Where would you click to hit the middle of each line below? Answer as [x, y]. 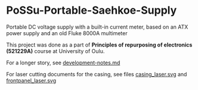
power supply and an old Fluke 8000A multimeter [67, 33]
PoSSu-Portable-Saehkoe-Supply [92, 10]
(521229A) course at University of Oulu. [55, 51]
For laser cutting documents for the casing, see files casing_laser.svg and [97, 74]
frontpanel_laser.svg [31, 80]
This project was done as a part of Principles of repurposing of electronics [99, 45]
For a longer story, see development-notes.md [63, 63]
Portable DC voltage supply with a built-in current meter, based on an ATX [97, 27]
